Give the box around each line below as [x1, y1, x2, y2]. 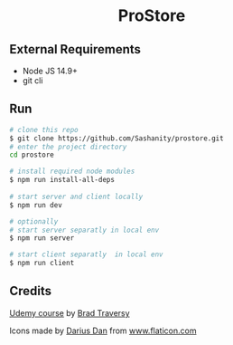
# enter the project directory [9, 142, 127, 151]
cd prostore [9, 150, 54, 159]
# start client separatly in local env [9, 250, 164, 259]
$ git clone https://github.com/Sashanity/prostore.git [9, 133, 224, 143]
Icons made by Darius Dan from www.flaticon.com [9, 325, 197, 336]
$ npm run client [9, 259, 75, 268]
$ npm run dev [9, 200, 63, 209]
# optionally [9, 216, 59, 226]
